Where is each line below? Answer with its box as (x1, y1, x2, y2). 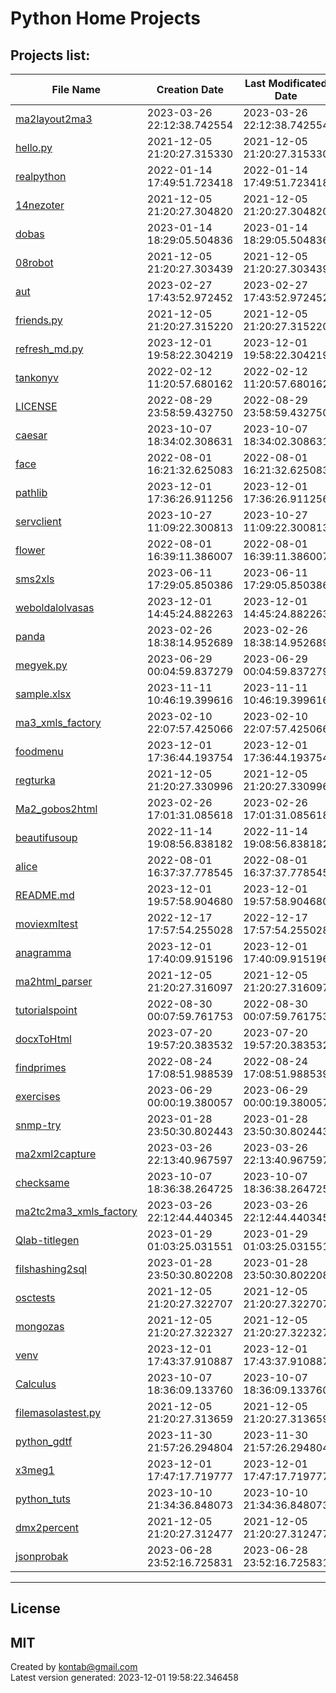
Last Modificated (244, 77, 328, 90)
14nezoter (15, 198, 65, 212)
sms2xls (15, 572, 55, 586)
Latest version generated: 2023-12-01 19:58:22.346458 (10, 1672, 239, 1684)
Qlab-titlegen (15, 1233, 80, 1247)
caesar (15, 428, 48, 442)
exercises (15, 1090, 61, 1103)
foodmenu (15, 745, 64, 758)
